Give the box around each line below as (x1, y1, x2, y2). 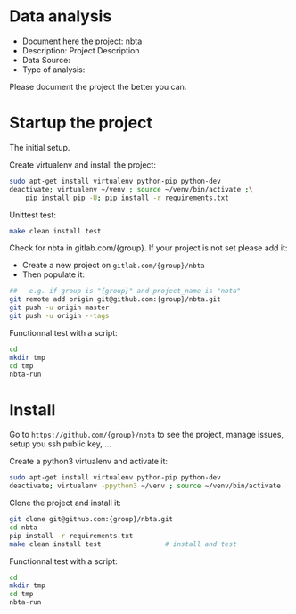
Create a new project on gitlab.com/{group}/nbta (21, 260, 205, 271)
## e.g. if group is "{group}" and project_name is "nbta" (9, 287, 242, 296)
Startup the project (9, 113, 153, 133)
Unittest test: (9, 209, 56, 220)
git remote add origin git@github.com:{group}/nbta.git (9, 295, 221, 304)
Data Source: (21, 54, 71, 65)
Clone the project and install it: (9, 497, 122, 509)
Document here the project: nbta (21, 36, 143, 46)
